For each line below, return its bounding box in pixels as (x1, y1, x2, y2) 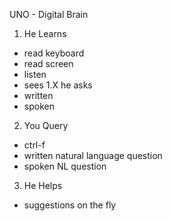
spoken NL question (23, 160, 107, 172)
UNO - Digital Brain (9, 9, 89, 20)
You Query (23, 120, 69, 131)
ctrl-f (23, 139, 46, 151)
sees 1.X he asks (23, 79, 93, 91)
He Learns (23, 28, 67, 39)
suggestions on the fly (23, 199, 117, 211)
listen (23, 69, 47, 80)
